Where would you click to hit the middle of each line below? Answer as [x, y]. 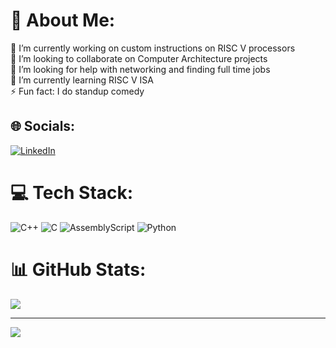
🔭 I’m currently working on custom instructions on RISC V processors [153, 48]
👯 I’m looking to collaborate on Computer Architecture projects [139, 58]
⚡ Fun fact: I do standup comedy [77, 91]
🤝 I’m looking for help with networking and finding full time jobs [140, 69]
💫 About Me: [63, 20]
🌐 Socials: [43, 126]
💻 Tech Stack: [72, 192]
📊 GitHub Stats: [78, 269]
